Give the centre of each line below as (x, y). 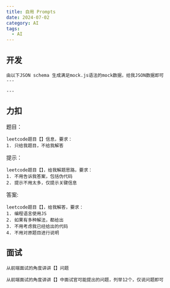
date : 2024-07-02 (28, 17)
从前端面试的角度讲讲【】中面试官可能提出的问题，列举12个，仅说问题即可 (85, 280)
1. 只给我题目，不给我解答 (35, 146)
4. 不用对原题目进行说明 (33, 233)
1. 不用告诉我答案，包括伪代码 (40, 176)
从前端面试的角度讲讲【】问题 (38, 268)
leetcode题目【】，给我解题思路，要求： (50, 170)
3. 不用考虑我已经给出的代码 (37, 226)
